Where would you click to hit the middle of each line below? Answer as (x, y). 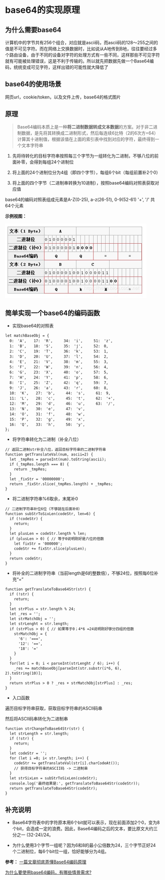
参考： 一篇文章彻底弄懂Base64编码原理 (46, 862)
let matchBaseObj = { (27, 336)
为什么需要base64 (33, 30)
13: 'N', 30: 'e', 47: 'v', (47, 409)
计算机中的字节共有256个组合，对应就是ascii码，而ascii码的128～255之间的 (82, 43)
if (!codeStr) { (26, 519)
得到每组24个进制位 (54, 162)
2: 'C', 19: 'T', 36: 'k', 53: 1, (59, 352)
